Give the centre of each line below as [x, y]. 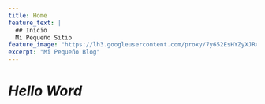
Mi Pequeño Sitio [44, 37]
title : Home [28, 15]
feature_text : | [35, 23]
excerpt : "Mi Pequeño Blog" [54, 52]
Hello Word [45, 91]
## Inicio [31, 30]
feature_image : [33, 45]
